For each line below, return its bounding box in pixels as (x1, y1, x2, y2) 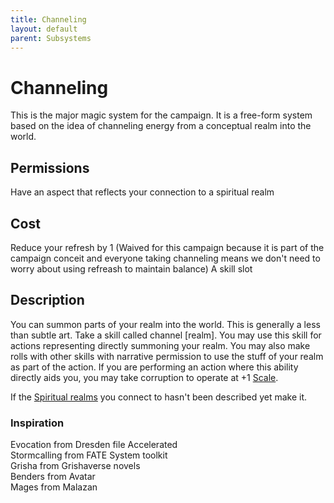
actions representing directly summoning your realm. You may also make (10, 339, 311, 351)
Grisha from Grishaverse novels (10, 460, 141, 472)
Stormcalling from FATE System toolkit (10, 449, 168, 461)
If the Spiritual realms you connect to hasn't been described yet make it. (10, 391, 308, 403)
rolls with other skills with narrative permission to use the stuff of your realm (10, 350, 324, 362)
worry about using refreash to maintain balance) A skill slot (10, 262, 253, 275)
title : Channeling (10, 14, 87, 25)
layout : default (10, 24, 78, 34)
